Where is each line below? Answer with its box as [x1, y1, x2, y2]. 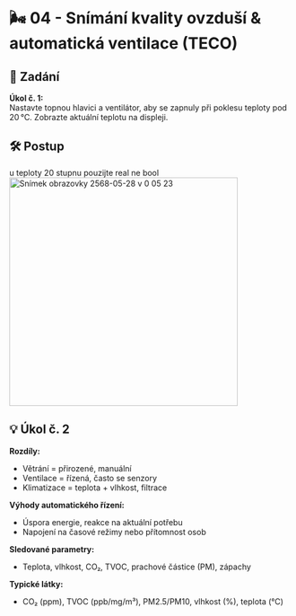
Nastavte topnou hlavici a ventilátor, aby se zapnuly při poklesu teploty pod [9, 102, 287, 113]
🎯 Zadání [9, 69, 60, 84]
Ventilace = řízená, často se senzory [22, 472, 158, 483]
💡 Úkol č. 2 [9, 422, 70, 437]
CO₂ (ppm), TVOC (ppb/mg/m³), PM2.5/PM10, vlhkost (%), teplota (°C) [22, 595, 284, 607]
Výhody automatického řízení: [9, 499, 125, 510]
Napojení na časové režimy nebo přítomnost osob [22, 526, 206, 537]
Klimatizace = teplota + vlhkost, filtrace [22, 482, 168, 493]
